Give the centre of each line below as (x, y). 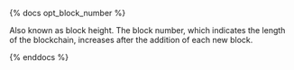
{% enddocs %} (39, 57)
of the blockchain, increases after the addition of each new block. (131, 40)
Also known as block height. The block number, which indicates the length (147, 30)
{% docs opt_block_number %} (68, 13)
